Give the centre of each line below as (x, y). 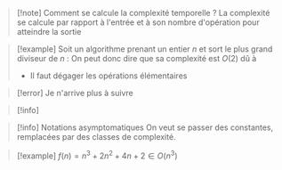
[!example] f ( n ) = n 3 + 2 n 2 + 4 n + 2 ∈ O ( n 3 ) (97, 155)
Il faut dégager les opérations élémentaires (109, 76)
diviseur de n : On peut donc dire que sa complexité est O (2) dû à (137, 58)
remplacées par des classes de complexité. (96, 137)
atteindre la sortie (49, 32)
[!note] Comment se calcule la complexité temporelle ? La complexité (143, 13)
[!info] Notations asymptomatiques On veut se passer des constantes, (145, 127)
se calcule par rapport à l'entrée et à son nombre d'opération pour (138, 22)
